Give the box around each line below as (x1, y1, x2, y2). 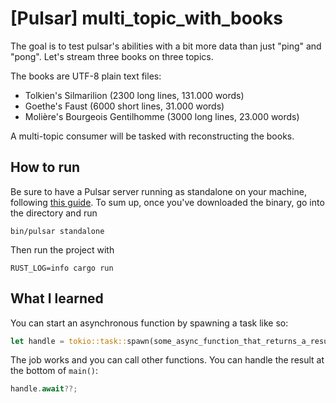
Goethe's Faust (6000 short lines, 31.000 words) (24, 100, 225, 112)
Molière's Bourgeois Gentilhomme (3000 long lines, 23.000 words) (24, 110, 300, 122)
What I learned (10, 290, 104, 307)
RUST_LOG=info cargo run (10, 263, 114, 273)
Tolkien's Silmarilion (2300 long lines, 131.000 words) (24, 89, 245, 101)
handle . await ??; (10, 384, 78, 394)
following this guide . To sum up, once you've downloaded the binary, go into (10, 196, 325, 208)
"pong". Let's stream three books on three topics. (10, 50, 214, 62)
